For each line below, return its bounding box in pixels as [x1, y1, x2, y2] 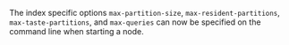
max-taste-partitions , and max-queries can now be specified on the [9, 17, 261, 27]
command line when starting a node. [9, 26, 145, 36]
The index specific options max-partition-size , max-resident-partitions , [9, 8, 280, 18]
